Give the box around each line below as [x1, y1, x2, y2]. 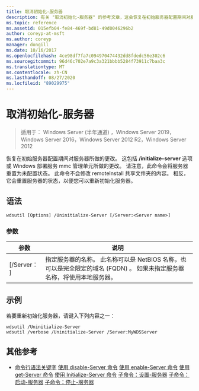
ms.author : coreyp [6, 36, 52, 42]
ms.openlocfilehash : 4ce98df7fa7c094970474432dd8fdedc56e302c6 [6, 53, 166, 59]
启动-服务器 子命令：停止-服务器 [14, 378, 94, 386]
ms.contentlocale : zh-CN [6, 69, 68, 75]
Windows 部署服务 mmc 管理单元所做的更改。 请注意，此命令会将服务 [12, 162, 184, 169]
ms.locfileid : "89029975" [6, 81, 70, 87]
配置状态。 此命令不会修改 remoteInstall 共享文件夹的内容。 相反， [26, 170, 189, 177]
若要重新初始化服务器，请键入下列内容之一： [6, 312, 115, 319]
